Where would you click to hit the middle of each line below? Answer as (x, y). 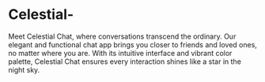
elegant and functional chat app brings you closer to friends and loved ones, (132, 44)
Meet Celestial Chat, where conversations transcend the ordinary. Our (122, 36)
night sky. (24, 69)
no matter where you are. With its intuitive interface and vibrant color (120, 53)
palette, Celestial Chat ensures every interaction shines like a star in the (125, 61)
